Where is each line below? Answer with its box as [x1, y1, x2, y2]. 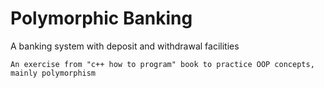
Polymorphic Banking [10, 7, 193, 30]
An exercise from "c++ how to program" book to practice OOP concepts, [10, 59, 315, 69]
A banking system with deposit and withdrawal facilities [10, 40, 240, 52]
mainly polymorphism [10, 68, 97, 78]
